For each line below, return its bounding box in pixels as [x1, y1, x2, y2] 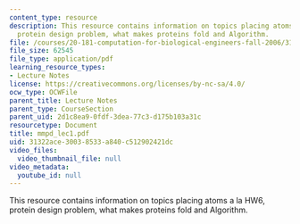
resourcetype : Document [9, 121, 98, 130]
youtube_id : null [17, 170, 82, 179]
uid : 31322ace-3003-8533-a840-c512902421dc [9, 137, 174, 146]
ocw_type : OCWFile [9, 87, 78, 96]
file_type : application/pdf [9, 54, 114, 63]
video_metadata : [9, 162, 70, 171]
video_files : [9, 145, 58, 154]
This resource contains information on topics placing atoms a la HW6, [9, 195, 266, 206]
